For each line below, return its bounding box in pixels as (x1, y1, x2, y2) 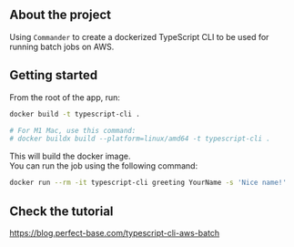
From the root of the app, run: (9, 91, 121, 103)
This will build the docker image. (9, 150, 131, 162)
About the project (9, 7, 112, 23)
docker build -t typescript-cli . (9, 109, 141, 118)
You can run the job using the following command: (9, 160, 198, 171)
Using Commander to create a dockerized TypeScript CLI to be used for (9, 31, 269, 42)
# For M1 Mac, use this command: (9, 126, 137, 135)
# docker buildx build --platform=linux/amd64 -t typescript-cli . (9, 134, 271, 144)
